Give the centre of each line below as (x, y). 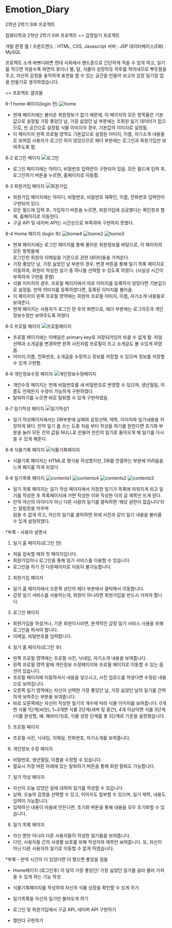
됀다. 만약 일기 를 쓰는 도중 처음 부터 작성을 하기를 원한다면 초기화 (92, 426)
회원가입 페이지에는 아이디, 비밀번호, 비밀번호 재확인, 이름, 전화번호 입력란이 (89, 197)
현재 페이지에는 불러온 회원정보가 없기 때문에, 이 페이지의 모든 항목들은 (83, 115)
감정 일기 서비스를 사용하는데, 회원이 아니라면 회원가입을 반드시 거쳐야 (83, 595)
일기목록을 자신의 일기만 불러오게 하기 (51, 898)
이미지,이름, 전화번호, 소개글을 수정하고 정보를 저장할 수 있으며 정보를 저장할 (89, 356)
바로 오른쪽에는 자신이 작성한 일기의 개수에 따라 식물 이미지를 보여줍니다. (85, 703)
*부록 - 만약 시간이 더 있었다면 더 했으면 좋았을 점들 (57, 859)
